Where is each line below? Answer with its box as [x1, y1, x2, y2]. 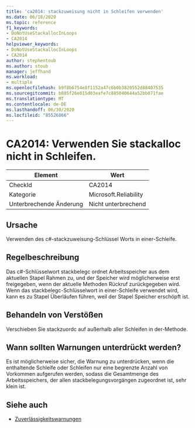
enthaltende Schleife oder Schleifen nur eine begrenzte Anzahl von [6, 364, 168, 371]
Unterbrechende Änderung [9, 200, 84, 208]
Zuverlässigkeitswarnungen [14, 416, 82, 423]
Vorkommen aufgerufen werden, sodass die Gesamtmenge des [6, 371, 159, 378]
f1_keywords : [6, 25, 38, 31]
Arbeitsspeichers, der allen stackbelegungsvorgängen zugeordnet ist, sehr [6, 376, 187, 384]
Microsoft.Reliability [88, 191, 143, 199]
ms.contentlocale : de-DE [6, 101, 67, 107]
